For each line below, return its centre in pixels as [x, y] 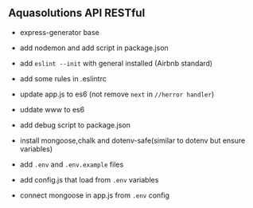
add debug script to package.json [75, 125]
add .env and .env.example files [72, 164]
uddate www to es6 [52, 109]
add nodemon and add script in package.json [94, 48]
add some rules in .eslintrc [63, 78]
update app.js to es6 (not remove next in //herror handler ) [117, 94]
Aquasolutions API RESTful [77, 13]
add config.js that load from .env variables [89, 179]
